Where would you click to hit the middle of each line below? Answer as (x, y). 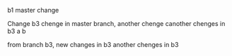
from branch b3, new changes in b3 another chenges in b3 (93, 44)
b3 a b (17, 31)
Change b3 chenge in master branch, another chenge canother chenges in (116, 23)
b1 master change (33, 10)
